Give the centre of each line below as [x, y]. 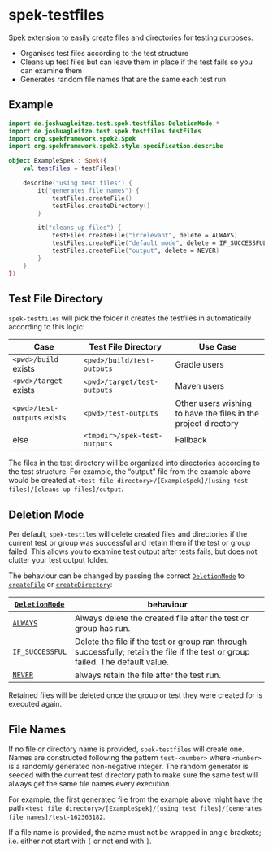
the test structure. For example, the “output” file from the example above [130, 472]
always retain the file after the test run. [148, 675]
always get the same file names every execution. [90, 783]
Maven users [200, 386]
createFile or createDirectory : [61, 585]
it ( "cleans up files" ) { [80, 228]
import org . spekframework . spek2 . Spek [72, 139]
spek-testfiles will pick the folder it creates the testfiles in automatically [130, 318]
